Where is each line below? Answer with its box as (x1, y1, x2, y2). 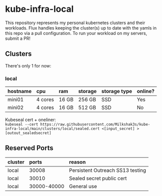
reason (69, 159, 86, 165)
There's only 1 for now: (5, 63, 52, 68)
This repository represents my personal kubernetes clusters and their (5, 20, 145, 26)
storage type (101, 88, 133, 95)
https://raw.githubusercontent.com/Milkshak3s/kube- (40, 122, 151, 127)
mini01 (7, 96, 24, 103)
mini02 (7, 104, 24, 111)
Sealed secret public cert (69, 175, 127, 182)
